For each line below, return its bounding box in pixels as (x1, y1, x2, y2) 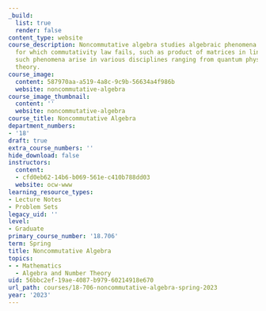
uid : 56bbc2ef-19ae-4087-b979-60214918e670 (8, 276, 154, 285)
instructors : (8, 159, 51, 167)
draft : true (8, 136, 47, 145)
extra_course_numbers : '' (8, 144, 93, 152)
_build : (8, 11, 34, 20)
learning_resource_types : (8, 188, 93, 196)
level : (8, 218, 30, 226)
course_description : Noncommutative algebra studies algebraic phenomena (8, 41, 257, 49)
